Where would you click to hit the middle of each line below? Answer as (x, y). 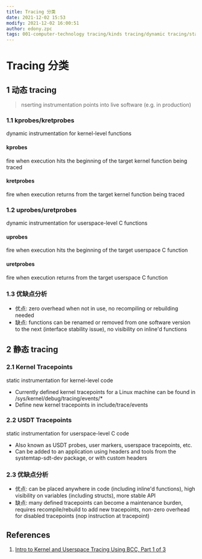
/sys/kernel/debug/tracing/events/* (59, 398)
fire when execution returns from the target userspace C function (87, 277)
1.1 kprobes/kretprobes (40, 120)
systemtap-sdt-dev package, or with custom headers (81, 458)
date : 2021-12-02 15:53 (36, 17)
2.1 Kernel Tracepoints (40, 367)
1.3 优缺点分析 (27, 294)
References (28, 535)
